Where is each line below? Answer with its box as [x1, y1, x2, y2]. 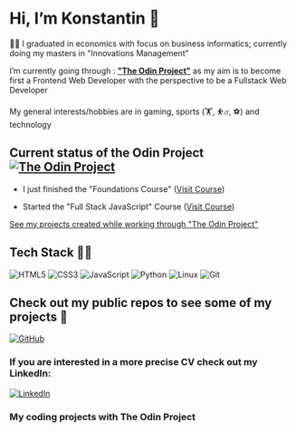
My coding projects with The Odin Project [9, 410, 196, 423]
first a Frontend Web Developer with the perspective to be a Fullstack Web [9, 74, 287, 85]
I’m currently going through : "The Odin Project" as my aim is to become [9, 65, 282, 76]
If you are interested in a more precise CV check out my [9, 356, 258, 369]
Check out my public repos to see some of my [9, 294, 272, 311]
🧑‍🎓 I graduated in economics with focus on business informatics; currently [9, 38, 288, 49]
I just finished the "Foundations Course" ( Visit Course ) [22, 183, 225, 194]
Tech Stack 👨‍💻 [9, 245, 93, 261]
